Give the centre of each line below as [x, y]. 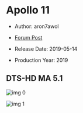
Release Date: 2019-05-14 [46, 49]
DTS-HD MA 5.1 [34, 78]
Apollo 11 [28, 10]
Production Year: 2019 [41, 60]
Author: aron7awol [37, 26]
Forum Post [28, 37]
